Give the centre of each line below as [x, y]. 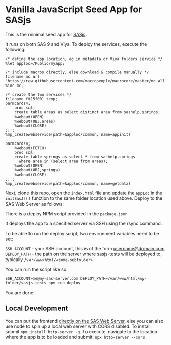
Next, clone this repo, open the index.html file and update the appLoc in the [84, 193]
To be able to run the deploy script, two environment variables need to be [82, 233]
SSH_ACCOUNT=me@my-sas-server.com [42, 278]
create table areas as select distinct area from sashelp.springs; [87, 112]
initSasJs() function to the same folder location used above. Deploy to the [84, 198]
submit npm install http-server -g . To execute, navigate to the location [81, 331]
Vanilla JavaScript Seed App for [74, 9]
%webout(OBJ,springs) [37, 170]
